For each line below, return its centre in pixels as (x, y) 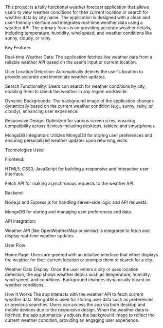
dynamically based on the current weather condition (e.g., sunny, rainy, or (79, 106)
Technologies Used (24, 150)
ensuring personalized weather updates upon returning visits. (67, 140)
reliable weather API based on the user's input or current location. (71, 62)
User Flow (15, 245)
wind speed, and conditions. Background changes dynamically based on (78, 280)
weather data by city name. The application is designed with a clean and (78, 17)
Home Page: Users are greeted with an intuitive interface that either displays (81, 255)
